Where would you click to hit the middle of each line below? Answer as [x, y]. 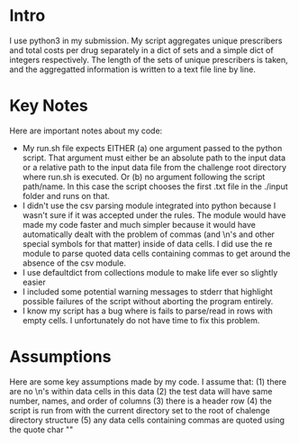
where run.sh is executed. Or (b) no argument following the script [144, 177]
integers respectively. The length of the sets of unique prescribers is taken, [149, 59]
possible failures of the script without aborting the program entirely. [148, 301]
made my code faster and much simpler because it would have [139, 224]
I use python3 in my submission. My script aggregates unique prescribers [146, 41]
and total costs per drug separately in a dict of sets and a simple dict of [141, 50]
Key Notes [49, 106]
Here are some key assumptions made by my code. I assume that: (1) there [148, 381]
